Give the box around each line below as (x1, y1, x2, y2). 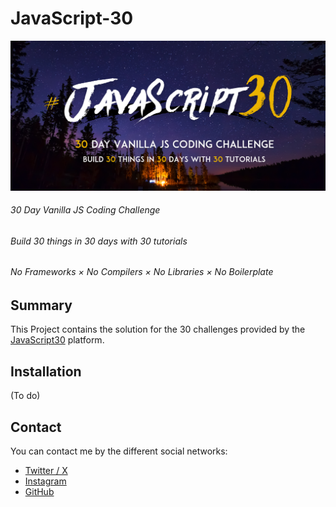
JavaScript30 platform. (10, 334, 105, 346)
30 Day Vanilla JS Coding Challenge (10, 204, 161, 216)
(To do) (10, 390, 41, 402)
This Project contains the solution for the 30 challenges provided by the (10, 323, 306, 336)
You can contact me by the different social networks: (10, 445, 228, 457)
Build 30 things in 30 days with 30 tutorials (10, 235, 188, 247)
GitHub (24, 486, 55, 498)
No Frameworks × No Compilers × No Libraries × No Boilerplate (10, 266, 274, 278)
